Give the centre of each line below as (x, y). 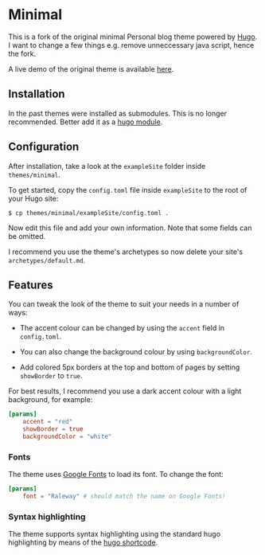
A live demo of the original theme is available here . (91, 68)
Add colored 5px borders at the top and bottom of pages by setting (130, 367)
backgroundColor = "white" (67, 436)
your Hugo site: (33, 198)
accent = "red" (48, 422)
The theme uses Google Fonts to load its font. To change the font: (116, 475)
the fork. (22, 53)
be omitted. (27, 236)
